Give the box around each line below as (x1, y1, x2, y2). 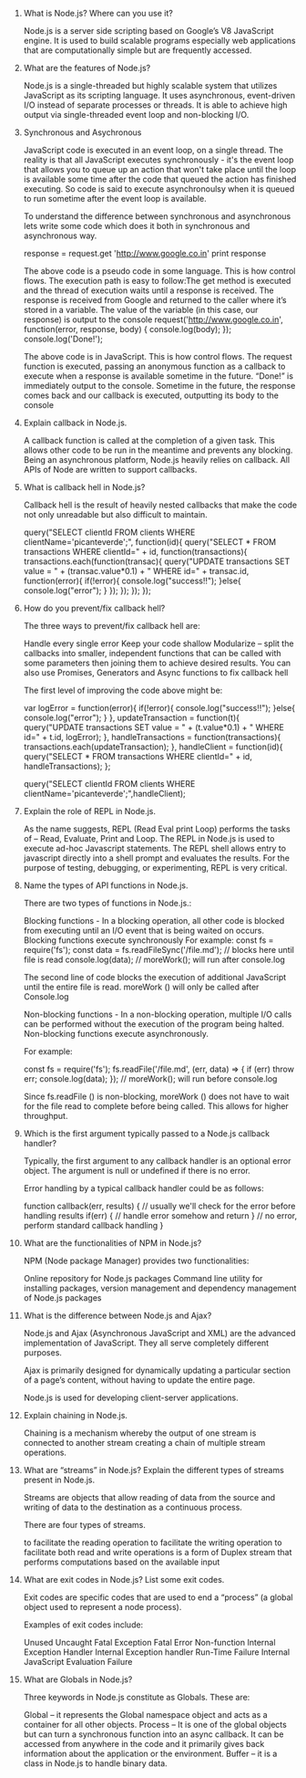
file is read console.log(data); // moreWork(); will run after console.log (23, 954, 286, 965)
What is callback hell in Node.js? (23, 482, 146, 492)
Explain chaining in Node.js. (23, 1410, 128, 1420)
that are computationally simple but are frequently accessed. (23, 45, 252, 56)
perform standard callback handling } (23, 1220, 164, 1230)
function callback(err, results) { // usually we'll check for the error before (23, 1200, 296, 1211)
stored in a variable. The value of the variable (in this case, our (23, 305, 259, 315)
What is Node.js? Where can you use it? (23, 8, 174, 18)
